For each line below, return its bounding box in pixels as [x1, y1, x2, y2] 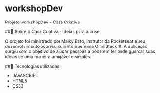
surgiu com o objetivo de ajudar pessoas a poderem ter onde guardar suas [5, 48, 155, 54]
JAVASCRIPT [12, 72, 39, 78]
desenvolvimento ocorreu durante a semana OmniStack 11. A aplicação [5, 43, 148, 49]
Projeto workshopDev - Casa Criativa [5, 19, 80, 25]
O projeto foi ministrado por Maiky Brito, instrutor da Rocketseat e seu [5, 38, 145, 44]
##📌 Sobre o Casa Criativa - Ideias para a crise [5, 28, 100, 34]
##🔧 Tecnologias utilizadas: [5, 63, 61, 69]
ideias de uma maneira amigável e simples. [5, 53, 92, 59]
